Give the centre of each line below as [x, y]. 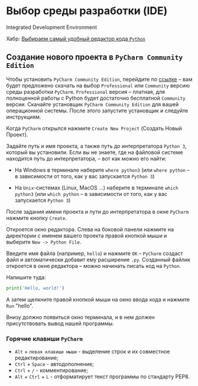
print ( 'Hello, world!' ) [35, 288]
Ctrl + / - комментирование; [51, 370]
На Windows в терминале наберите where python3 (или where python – [102, 170]
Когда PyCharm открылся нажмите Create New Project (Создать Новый [94, 128]
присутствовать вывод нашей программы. [60, 323]
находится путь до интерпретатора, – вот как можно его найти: [86, 158]
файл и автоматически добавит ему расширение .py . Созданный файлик [98, 259]
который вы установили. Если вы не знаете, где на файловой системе [95, 152]
